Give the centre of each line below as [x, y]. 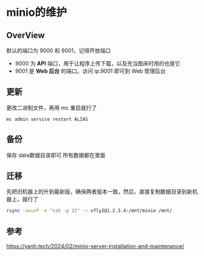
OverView [25, 35]
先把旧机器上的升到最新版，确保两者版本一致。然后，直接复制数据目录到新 [99, 192]
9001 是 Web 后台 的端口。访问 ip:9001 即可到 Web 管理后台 [90, 71]
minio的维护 [37, 12]
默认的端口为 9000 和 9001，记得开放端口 [59, 50]
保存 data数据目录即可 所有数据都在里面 [56, 155]
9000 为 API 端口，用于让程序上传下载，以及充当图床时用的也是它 [98, 63]
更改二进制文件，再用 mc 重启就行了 [52, 107]
